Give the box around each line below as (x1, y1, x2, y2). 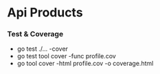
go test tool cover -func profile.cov (16, 52, 117, 60)
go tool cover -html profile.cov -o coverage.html (16, 60, 154, 68)
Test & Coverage (7, 29, 64, 39)
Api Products (7, 5, 84, 21)
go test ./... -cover (16, 45, 69, 53)
